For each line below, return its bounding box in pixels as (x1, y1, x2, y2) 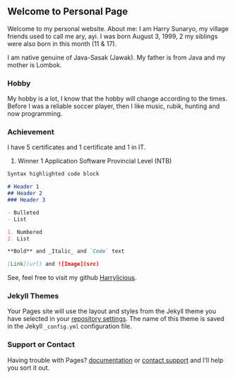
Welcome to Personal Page (7, 6, 129, 18)
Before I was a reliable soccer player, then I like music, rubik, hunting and (7, 102, 220, 110)
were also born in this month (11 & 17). (7, 39, 117, 48)
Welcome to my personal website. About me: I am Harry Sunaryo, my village (7, 24, 229, 33)
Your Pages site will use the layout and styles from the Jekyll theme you (7, 307, 217, 315)
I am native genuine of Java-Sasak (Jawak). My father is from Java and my (7, 53, 226, 62)
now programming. (7, 110, 63, 118)
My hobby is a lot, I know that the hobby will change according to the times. (7, 95, 228, 103)
